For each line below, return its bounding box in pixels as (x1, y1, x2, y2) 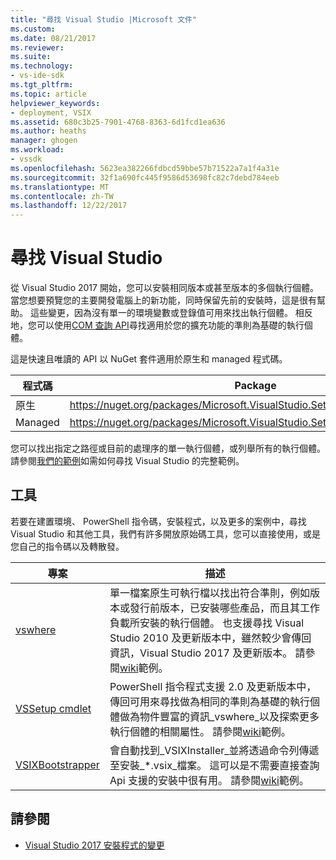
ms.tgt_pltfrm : (10, 80, 74, 90)
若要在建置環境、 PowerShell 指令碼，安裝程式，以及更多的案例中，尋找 (10, 515, 307, 527)
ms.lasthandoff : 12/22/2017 (10, 201, 128, 211)
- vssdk (10, 154, 43, 164)
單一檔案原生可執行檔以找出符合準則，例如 (109, 586, 310, 600)
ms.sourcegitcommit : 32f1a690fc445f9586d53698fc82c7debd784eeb (10, 172, 280, 183)
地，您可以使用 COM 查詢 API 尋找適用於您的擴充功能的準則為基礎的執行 (10, 319, 305, 331)
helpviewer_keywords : (10, 98, 101, 108)
